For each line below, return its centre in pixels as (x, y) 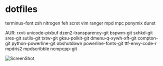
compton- (148, 38)
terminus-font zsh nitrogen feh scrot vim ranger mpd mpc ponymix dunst (80, 23)
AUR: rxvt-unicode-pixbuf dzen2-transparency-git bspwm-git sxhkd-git (79, 32)
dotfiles (21, 9)
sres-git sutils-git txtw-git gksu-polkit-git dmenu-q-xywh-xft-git (71, 38)
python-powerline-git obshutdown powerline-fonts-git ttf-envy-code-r (84, 43)
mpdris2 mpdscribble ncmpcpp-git (41, 48)
